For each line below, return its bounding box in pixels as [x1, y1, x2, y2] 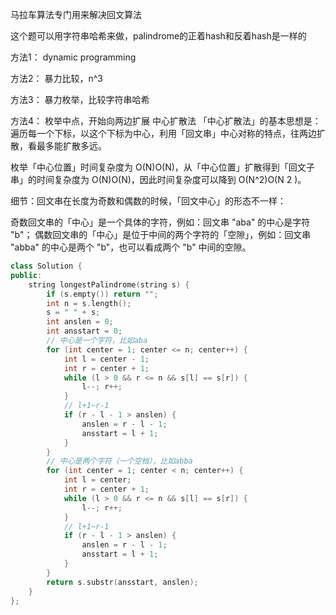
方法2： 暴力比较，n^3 [10, 73, 103, 84]
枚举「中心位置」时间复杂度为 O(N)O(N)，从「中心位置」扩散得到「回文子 [10, 161, 315, 173]
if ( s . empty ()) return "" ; [46, 289, 159, 299]
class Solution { [10, 261, 83, 271]
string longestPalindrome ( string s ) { [28, 279, 190, 290]
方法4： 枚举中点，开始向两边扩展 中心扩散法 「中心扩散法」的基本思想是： [10, 115, 322, 127]
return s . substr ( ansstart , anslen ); [46, 577, 199, 587]
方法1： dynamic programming [10, 51, 137, 63]
